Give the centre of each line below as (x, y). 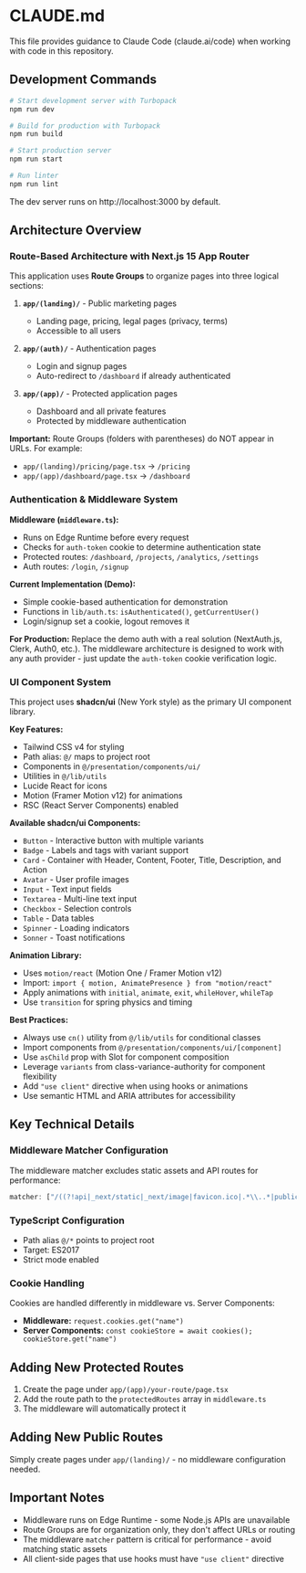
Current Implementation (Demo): (73, 584)
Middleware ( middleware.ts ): (64, 519)
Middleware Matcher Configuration (89, 1150)
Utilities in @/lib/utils (65, 776)
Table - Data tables (58, 918)
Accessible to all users (78, 331)
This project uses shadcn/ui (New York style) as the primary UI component (151, 702)
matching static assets (65, 1548)
